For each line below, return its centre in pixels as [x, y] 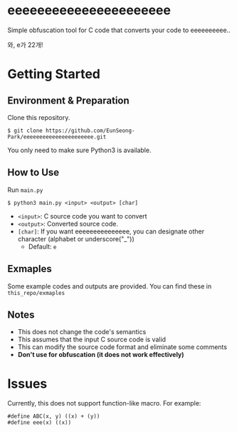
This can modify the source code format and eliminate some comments [122, 347]
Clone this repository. [39, 117]
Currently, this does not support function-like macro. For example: [104, 403]
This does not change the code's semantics [82, 332]
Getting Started [54, 74]
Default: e [42, 246]
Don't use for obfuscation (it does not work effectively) [101, 355]
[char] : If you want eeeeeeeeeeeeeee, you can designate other [111, 231]
